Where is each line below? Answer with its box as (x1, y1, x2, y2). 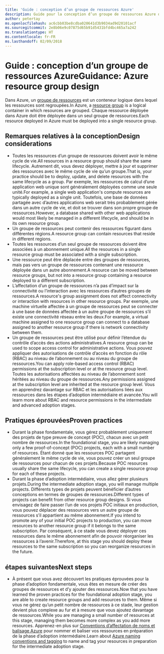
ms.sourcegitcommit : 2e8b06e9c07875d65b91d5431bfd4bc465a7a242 (5, 25, 137, 30)
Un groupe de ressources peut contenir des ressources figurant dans (12, 226, 152, 231)
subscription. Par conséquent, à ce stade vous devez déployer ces (12, 528, 146, 534)
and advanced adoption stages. (12, 402, 76, 408)
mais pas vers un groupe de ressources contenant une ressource (12, 262, 143, 268)
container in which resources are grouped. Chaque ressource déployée (5, 107, 149, 113)
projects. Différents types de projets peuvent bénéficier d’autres (12, 486, 142, 492)
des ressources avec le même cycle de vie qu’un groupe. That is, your (12, 168, 152, 174)
